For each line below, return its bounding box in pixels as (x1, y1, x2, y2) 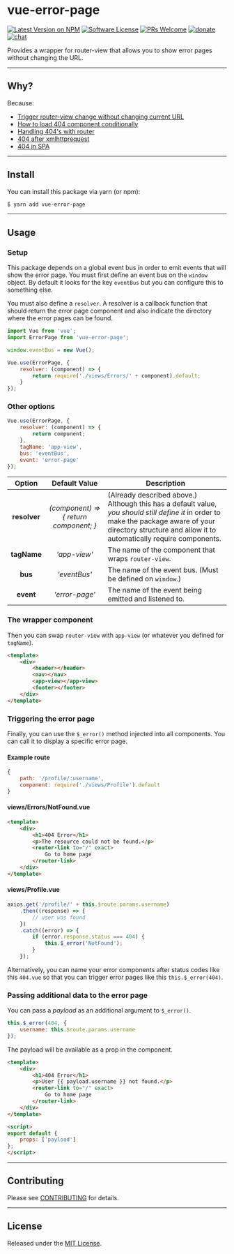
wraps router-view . (107, 554, 171, 564)
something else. (7, 285, 54, 294)
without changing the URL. (7, 53, 84, 61)
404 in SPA (17, 142, 50, 150)
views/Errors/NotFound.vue (7, 803, 91, 812)
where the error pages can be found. (7, 314, 114, 322)
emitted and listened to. (107, 594, 185, 604)
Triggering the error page (7, 714, 95, 724)
